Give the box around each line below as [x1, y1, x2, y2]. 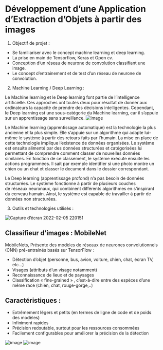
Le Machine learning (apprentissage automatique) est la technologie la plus [5, 124, 156, 130]
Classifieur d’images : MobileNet [5, 229, 107, 237]
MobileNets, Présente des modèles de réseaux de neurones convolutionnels [5, 242, 158, 248]
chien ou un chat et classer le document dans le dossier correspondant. [5, 166, 149, 171]
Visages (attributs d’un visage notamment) [12, 267, 97, 273]
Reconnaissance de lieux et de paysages [12, 272, 94, 278]
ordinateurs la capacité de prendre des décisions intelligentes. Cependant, [5, 105, 155, 111]
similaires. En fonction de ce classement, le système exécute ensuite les [5, 155, 150, 161]
